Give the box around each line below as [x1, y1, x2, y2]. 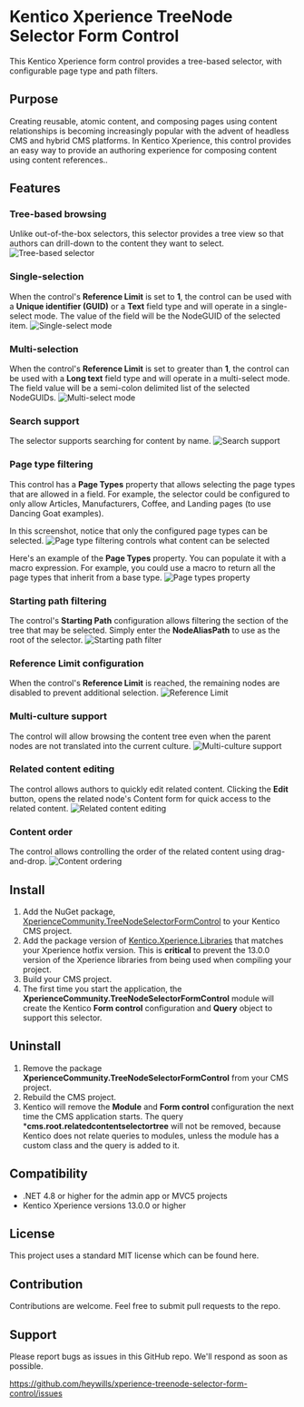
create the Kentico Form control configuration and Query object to [22, 1002, 273, 1013]
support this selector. [22, 1012, 103, 1023]
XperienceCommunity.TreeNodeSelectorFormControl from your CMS [22, 1072, 289, 1083]
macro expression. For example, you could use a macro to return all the [9, 562, 276, 573]
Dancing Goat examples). [9, 507, 104, 518]
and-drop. [9, 856, 47, 867]
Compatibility [9, 1166, 88, 1182]
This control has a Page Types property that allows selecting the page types [9, 478, 296, 489]
